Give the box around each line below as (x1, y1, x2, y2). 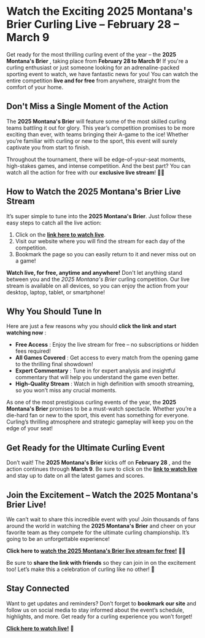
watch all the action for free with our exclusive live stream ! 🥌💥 (6, 168, 164, 176)
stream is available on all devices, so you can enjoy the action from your (6, 282, 189, 289)
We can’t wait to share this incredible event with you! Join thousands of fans (6, 516, 199, 523)
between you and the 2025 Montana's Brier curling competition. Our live (6, 275, 190, 283)
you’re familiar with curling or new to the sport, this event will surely (6, 137, 178, 144)
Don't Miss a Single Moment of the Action (6, 101, 169, 112)
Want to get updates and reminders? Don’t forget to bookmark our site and (6, 599, 196, 607)
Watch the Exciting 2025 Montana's (6, 4, 193, 18)
